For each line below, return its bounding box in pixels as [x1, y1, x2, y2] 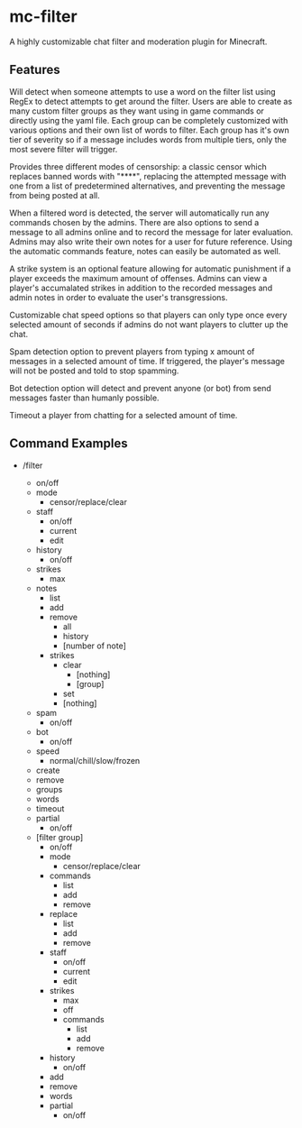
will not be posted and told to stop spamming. [9, 365, 179, 376]
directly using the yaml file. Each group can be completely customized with [9, 115, 288, 125]
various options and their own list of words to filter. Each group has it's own [9, 124, 290, 135]
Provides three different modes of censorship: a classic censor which [9, 160, 268, 172]
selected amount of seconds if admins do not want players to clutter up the [9, 318, 288, 330]
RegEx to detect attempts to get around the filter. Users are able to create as [9, 96, 293, 106]
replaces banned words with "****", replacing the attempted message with [9, 170, 287, 181]
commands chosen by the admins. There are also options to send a [9, 216, 260, 227]
